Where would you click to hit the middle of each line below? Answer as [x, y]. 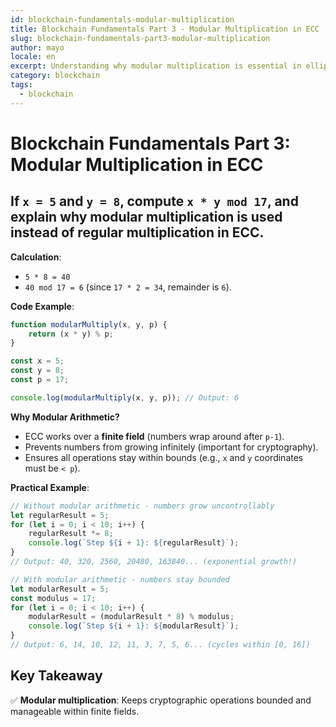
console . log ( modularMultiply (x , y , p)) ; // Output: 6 [125, 397]
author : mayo [37, 47]
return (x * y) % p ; [71, 334]
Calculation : [36, 257]
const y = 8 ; [37, 371]
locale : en [33, 57]
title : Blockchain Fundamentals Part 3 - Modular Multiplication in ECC [165, 29]
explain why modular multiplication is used [146, 217]
